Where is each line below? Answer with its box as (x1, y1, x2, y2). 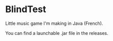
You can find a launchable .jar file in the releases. (5, 30, 108, 36)
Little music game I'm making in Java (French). (5, 20, 103, 26)
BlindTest (5, 4, 46, 15)
